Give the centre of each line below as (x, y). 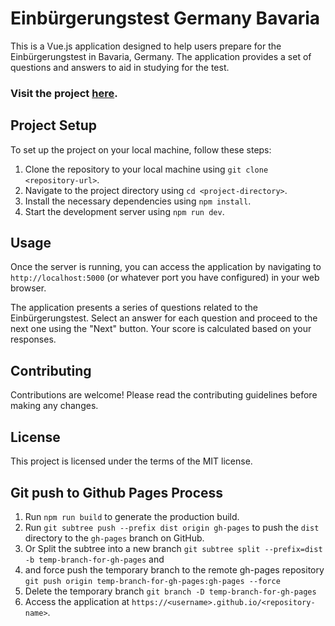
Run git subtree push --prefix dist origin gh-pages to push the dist (172, 527)
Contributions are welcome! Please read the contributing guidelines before (164, 395)
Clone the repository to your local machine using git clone (146, 169)
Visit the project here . (64, 93)
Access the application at (77, 601)
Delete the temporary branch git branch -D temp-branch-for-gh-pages (170, 591)
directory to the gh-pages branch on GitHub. (114, 538)
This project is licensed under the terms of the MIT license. (131, 461)
